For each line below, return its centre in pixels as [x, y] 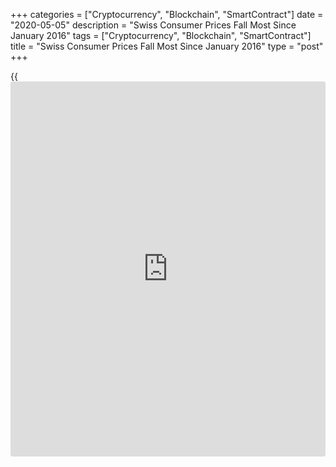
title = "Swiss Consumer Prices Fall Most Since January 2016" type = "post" [167, 46]
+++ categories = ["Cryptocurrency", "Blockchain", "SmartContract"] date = [167, 14]
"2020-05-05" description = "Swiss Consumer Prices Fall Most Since [153, 25]
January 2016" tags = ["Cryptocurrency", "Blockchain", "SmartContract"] [161, 35]
